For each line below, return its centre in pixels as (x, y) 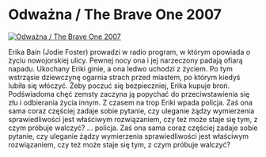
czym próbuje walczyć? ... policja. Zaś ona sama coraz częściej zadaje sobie (133, 128)
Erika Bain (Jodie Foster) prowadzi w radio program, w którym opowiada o (129, 52)
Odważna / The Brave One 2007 (115, 15)
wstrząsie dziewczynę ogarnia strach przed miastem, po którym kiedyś (124, 77)
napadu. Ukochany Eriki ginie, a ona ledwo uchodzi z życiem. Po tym (121, 68)
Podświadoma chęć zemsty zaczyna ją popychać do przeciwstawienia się (129, 94)
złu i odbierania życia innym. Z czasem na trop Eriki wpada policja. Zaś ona (131, 102)
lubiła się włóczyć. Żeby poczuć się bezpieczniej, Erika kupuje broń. (119, 86)
